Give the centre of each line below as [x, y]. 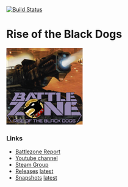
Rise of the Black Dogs [64, 34]
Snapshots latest [36, 178]
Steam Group [32, 165]
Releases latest [34, 171]
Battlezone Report [38, 152]
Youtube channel [36, 158]
